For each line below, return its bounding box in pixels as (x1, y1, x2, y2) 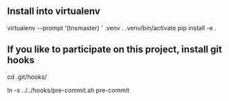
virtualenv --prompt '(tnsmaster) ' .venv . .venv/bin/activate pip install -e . (7, 23, 217, 32)
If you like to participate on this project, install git (7, 44, 223, 56)
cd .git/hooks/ (7, 72, 47, 81)
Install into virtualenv (7, 5, 100, 17)
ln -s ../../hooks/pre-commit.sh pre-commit (7, 86, 130, 94)
